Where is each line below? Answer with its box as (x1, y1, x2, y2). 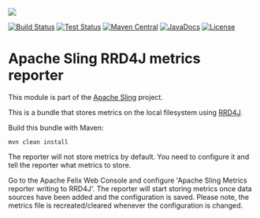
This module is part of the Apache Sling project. (8, 92, 164, 102)
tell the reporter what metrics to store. (8, 160, 132, 169)
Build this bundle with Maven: (8, 123, 104, 132)
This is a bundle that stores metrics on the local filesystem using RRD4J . (8, 107, 243, 117)
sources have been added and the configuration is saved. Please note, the (8, 192, 250, 201)
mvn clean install (8, 138, 69, 146)
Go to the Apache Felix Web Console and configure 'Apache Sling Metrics (8, 176, 247, 185)
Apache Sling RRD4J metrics (8, 50, 201, 68)
